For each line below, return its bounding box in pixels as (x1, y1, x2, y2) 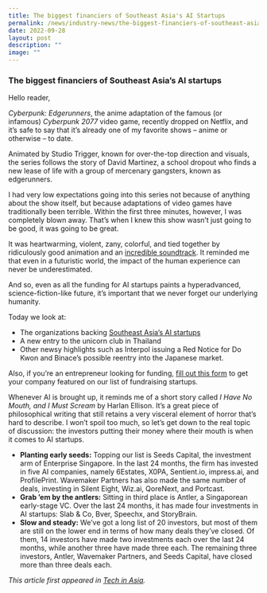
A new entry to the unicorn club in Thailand (19, 336, 161, 346)
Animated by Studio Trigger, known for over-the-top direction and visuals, (8, 149, 250, 159)
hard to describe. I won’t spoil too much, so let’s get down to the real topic (8, 418, 251, 427)
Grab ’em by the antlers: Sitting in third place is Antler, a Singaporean (19, 493, 248, 502)
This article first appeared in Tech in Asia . (8, 575, 145, 585)
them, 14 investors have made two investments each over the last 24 (19, 535, 245, 544)
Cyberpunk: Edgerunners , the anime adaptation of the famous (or (8, 108, 222, 118)
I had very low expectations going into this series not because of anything (8, 190, 250, 200)
